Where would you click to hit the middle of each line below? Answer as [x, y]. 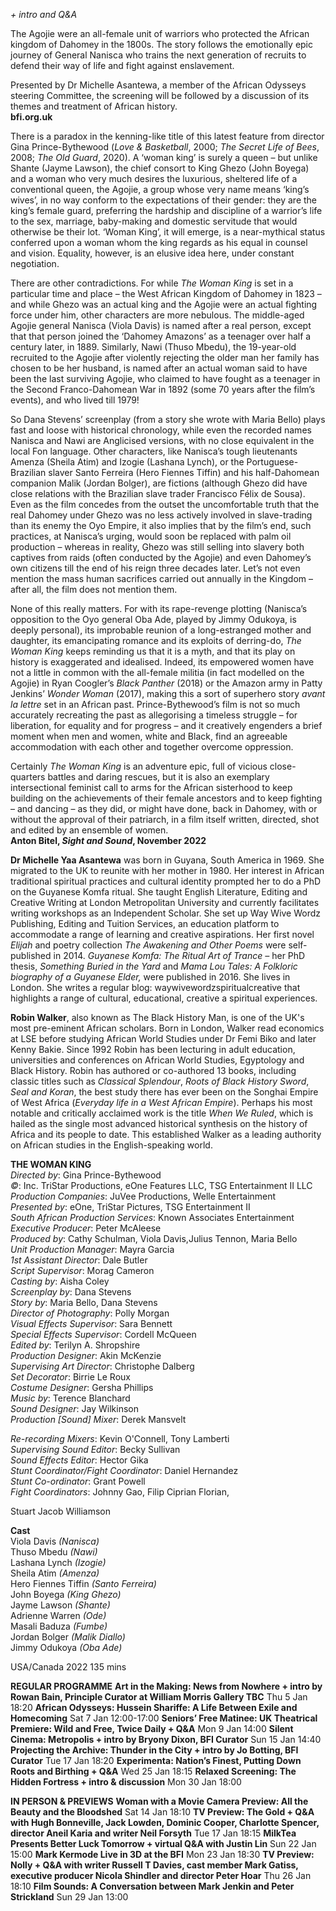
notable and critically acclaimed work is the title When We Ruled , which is [162, 1113]
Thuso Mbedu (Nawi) [54, 1552]
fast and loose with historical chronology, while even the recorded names [161, 430]
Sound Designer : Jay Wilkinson [74, 1408]
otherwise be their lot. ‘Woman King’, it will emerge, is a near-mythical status [168, 232]
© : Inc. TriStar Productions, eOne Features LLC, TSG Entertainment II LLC [161, 1185]
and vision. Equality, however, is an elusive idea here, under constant [152, 253]
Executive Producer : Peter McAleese [86, 1228]
